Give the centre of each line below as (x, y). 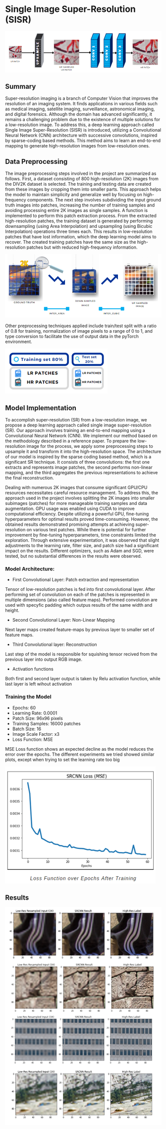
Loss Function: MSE (32, 739)
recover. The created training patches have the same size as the (71, 242)
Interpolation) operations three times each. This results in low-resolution (79, 231)
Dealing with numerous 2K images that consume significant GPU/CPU (76, 488)
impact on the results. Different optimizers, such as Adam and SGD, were (80, 551)
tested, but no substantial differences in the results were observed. (74, 556)
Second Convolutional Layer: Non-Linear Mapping (63, 620)
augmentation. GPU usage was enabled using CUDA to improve (70, 509)
